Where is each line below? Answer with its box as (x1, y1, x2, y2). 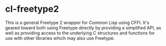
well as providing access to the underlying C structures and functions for (5, 30, 155, 36)
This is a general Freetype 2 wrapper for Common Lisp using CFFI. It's (5, 20, 150, 25)
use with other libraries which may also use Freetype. (5, 35, 115, 41)
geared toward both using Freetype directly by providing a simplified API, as (5, 24, 162, 30)
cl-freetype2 (5, 3, 59, 15)
